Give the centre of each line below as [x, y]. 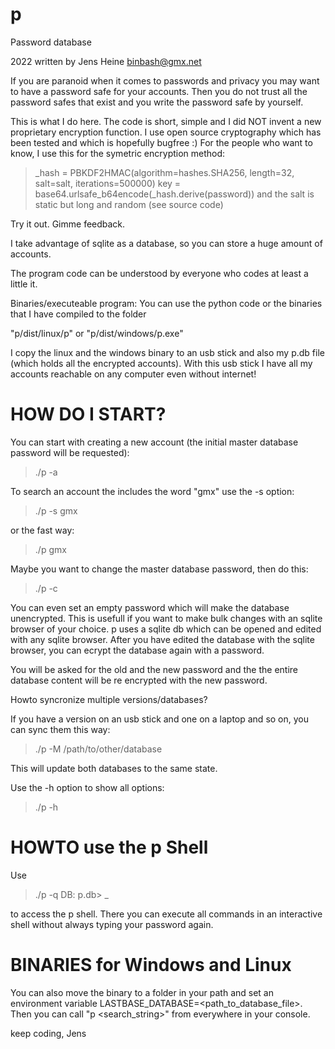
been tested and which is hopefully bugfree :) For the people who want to [161, 142]
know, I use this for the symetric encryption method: [118, 153]
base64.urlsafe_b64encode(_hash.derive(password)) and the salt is [174, 194]
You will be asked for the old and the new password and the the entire [154, 669]
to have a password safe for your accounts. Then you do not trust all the [159, 91]
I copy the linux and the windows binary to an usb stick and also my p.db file [167, 352]
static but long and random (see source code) [129, 204]
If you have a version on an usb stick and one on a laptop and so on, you [160, 719]
